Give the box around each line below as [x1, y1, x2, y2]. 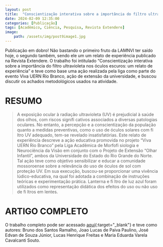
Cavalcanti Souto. [5, 237, 40, 243]
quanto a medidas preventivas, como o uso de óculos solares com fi [16, 127, 154, 132]
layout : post [5, 7, 32, 12]
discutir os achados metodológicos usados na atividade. [5, 78, 118, 84]
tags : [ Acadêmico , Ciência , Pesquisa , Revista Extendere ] [5, 25, 125, 30]
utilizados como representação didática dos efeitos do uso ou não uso [16, 183, 158, 189]
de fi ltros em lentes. [16, 189, 58, 195]
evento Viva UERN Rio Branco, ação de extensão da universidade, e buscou [5, 73, 157, 79]
